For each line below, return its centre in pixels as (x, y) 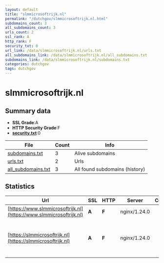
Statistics (20, 186)
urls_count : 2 (20, 32)
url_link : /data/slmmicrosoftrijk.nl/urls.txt (53, 50)
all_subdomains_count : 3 (30, 28)
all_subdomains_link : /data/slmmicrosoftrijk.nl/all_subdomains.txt (76, 55)
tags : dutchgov (20, 69)
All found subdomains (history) (110, 169)
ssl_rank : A (17, 37)
